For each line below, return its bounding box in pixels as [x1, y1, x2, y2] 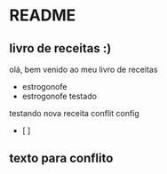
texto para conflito [9, 151, 114, 166]
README [9, 5, 76, 26]
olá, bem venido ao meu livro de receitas [9, 64, 158, 75]
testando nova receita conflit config [9, 108, 139, 118]
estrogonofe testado [21, 91, 98, 101]
